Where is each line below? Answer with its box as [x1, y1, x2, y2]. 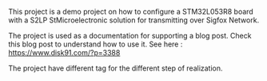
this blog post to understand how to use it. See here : [8, 39, 183, 49]
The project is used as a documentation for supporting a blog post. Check [8, 31, 252, 40]
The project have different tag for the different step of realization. [8, 63, 223, 73]
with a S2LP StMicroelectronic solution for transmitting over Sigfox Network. [8, 15, 260, 25]
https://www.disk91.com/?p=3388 [8, 48, 121, 57]
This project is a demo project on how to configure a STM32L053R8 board [8, 7, 253, 16]
